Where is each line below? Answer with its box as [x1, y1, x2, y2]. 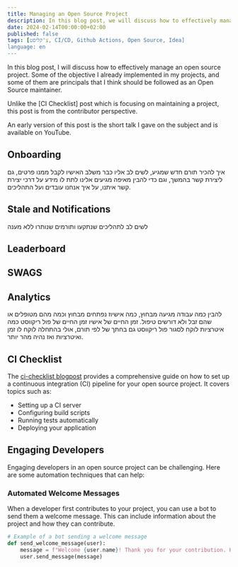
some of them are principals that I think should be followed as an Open [7, 78, 214, 86]
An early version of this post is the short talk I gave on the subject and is [7, 121, 218, 129]
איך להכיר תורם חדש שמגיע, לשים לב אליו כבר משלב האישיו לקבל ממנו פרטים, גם [7, 168, 225, 176]
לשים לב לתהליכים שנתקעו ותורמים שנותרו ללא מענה [7, 222, 149, 231]
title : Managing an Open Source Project [7, 10, 129, 18]
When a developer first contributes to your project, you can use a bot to [7, 504, 217, 513]
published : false [7, 30, 59, 38]
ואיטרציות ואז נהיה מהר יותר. [7, 333, 84, 341]
